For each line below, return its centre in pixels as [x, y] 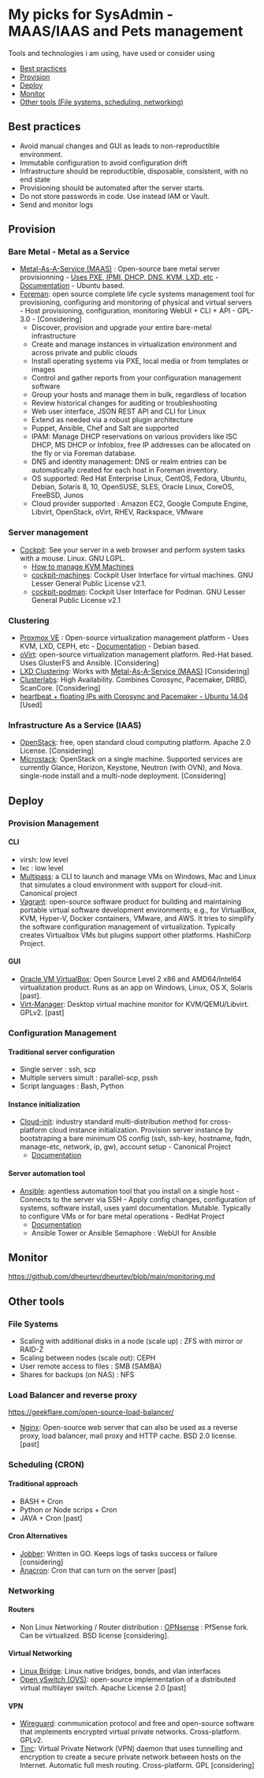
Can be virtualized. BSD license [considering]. [94, 1635]
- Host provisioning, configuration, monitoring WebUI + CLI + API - [128, 311]
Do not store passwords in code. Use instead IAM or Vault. [115, 196]
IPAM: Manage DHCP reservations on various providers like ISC [134, 436]
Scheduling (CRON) [46, 1465]
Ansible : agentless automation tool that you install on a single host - [129, 1191]
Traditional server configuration [62, 1052]
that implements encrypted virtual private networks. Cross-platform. [130, 1732]
